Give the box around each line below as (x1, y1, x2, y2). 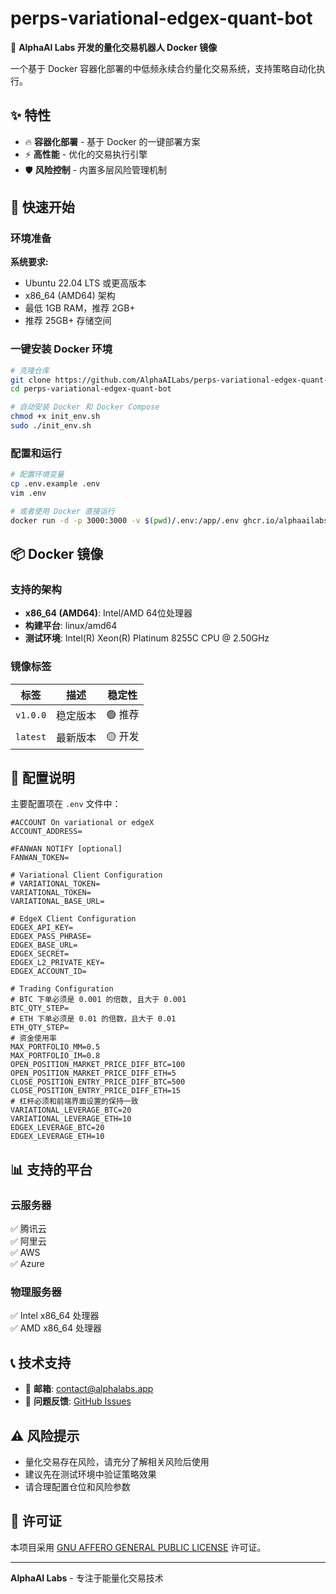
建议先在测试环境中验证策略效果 (24, 1468, 157, 1481)
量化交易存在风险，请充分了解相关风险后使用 (24, 1456, 210, 1468)
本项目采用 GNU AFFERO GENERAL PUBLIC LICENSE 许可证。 (10, 1541, 267, 1553)
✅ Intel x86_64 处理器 (10, 1310, 100, 1322)
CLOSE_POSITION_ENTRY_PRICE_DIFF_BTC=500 (10, 1077, 186, 1087)
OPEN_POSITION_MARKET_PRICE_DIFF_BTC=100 (10, 1060, 186, 1070)
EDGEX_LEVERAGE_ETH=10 (10, 1132, 105, 1142)
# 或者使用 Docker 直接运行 (10, 506, 115, 516)
